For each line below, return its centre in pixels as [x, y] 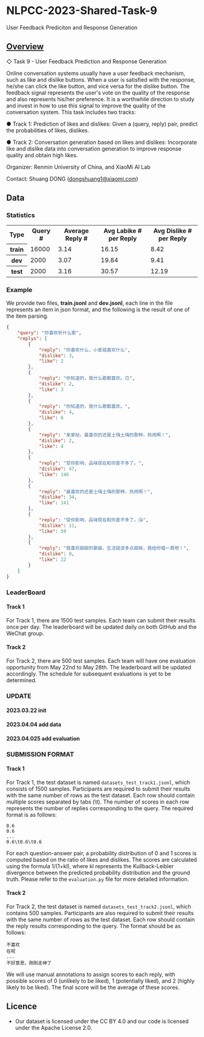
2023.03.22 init [26, 710]
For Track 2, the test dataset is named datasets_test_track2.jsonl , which [99, 907]
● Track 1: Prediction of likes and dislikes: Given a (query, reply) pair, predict [102, 124]
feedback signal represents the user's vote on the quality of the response [98, 93]
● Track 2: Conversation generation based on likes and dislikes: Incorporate [102, 142]
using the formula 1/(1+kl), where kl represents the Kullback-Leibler [90, 866]
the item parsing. [27, 316]
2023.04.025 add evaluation [43, 738]
